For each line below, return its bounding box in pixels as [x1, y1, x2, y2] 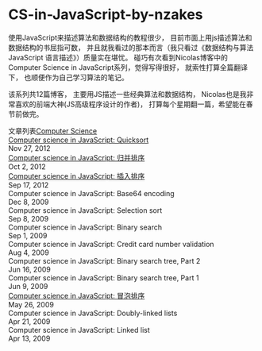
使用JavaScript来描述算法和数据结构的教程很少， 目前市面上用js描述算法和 [8, 33, 252, 42]
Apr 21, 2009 [8, 316, 51, 326]
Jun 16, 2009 [8, 264, 52, 274]
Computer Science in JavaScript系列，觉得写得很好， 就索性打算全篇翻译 [8, 62, 249, 72]
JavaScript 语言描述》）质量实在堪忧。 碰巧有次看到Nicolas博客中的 [8, 52, 229, 62]
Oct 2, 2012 [8, 161, 46, 172]
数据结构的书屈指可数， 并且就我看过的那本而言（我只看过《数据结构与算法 [8, 42, 254, 52]
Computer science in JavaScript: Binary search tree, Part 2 [8, 256, 201, 265]
